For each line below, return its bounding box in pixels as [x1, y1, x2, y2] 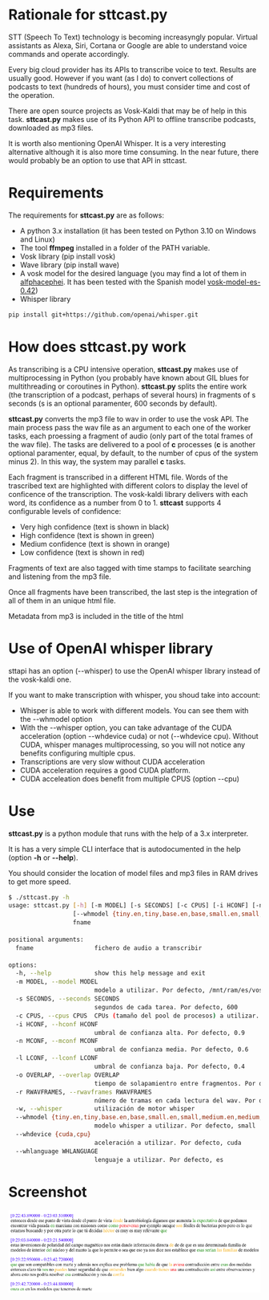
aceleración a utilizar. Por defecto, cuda [94, 1139, 242, 1147]
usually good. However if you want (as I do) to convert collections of [8, 73, 234, 83]
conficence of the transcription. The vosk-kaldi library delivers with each [8, 489, 248, 499]
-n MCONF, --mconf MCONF [15, 1037, 98, 1045]
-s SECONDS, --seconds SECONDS [15, 995, 120, 1003]
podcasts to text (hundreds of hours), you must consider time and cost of [8, 82, 251, 92]
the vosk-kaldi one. [8, 674, 72, 684]
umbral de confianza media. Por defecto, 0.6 [94, 1045, 249, 1053]
